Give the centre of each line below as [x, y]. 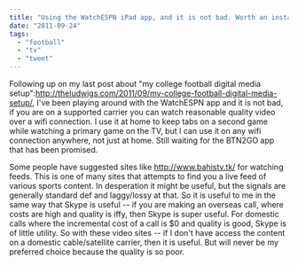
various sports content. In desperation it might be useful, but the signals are [148, 186]
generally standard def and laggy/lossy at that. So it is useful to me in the [143, 195]
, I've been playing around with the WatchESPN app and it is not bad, [158, 102]
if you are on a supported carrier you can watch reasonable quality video [142, 112]
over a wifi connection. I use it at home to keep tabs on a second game [139, 121]
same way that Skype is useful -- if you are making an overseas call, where [146, 204]
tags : [19, 34]
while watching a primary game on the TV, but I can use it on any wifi [135, 131]
